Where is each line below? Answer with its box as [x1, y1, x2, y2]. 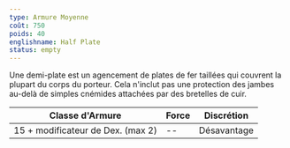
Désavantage [198, 124, 255, 137]
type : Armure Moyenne [9, 12, 89, 22]
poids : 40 [9, 29, 46, 38]
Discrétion [203, 109, 249, 122]
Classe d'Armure [49, 109, 122, 122]
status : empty [9, 46, 62, 55]
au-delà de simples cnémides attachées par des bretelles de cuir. [9, 89, 248, 100]
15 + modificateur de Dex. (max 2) [13, 124, 157, 137]
